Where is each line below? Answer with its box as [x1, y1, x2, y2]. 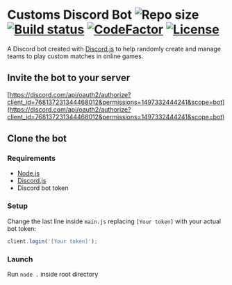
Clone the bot [7, 132, 67, 145]
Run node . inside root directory [7, 270, 99, 278]
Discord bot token [17, 184, 69, 192]
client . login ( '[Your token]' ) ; [7, 238, 98, 245]
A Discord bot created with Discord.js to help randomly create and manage [7, 44, 221, 53]
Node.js [17, 169, 40, 178]
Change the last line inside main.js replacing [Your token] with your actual [7, 217, 221, 225]
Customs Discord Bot [7, 7, 132, 23]
